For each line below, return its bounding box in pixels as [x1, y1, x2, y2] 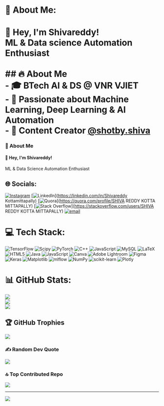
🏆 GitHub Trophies [5, 318, 65, 327]
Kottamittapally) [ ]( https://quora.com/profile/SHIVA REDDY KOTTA [5, 198, 155, 204]
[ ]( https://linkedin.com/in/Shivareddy [31, 193, 128, 199]
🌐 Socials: [5, 180, 37, 188]
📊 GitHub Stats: [5, 274, 72, 286]
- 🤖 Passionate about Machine [5, 94, 129, 105]
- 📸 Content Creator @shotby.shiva [5, 125, 150, 136]
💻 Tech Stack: [5, 226, 65, 238]
